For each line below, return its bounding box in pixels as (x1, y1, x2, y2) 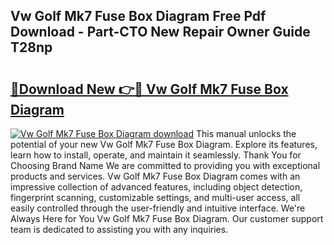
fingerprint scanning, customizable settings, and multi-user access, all (10, 192, 301, 203)
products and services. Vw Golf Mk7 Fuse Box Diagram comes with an (10, 170, 301, 182)
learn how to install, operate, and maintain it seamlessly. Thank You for (10, 149, 302, 161)
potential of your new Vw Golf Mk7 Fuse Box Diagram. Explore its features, (10, 139, 318, 150)
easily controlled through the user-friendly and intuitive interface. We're (10, 202, 306, 214)
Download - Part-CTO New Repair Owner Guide (10, 24, 311, 41)
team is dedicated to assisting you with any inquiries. (10, 224, 229, 235)
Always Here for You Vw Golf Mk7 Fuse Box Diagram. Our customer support (10, 213, 324, 224)
